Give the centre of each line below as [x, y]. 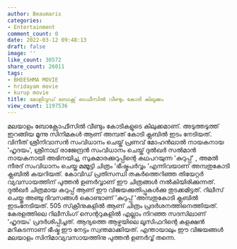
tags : [15, 73]
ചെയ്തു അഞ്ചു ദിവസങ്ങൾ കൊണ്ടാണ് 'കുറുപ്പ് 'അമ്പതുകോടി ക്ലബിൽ [103, 197]
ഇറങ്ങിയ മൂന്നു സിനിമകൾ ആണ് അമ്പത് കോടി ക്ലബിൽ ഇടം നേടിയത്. [110, 134]
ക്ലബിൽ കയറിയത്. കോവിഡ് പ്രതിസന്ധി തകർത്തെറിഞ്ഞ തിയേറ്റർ [105, 173]
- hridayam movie [33, 86]
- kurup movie [28, 93]
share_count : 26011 [36, 66]
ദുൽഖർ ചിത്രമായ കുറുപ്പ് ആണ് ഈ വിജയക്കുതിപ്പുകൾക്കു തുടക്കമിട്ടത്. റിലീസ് [116, 190]
